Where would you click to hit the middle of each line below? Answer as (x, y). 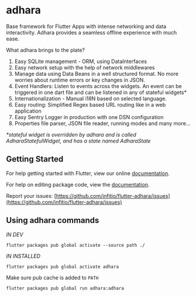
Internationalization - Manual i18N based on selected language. (90, 98)
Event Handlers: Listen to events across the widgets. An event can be (98, 86)
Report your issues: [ (31, 195)
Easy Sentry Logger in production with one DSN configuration (89, 117)
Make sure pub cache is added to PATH (52, 277)
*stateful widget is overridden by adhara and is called (71, 134)
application (28, 111)
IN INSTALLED (23, 256)
